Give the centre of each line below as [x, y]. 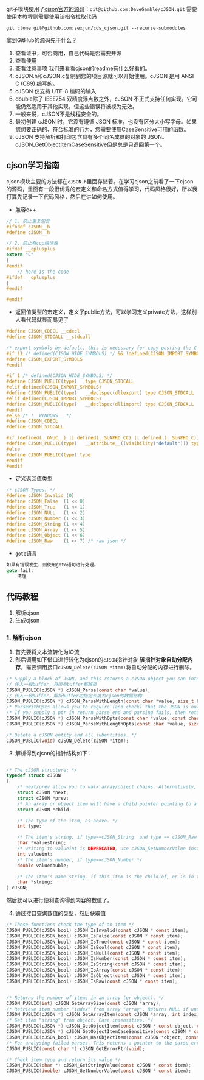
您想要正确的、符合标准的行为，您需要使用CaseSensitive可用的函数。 [102, 129]
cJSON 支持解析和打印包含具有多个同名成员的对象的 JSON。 [91, 137]
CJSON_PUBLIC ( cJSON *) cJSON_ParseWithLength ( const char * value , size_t [100, 701]
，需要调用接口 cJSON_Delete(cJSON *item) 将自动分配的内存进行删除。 [108, 667]
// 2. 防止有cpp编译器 [32, 243]
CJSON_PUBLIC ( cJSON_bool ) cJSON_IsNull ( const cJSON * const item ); [93, 953]
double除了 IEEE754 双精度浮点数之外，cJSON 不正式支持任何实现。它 [104, 99]
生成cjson [27, 620]
